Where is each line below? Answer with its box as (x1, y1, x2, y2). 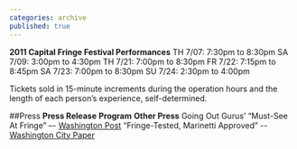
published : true (9, 22, 70, 31)
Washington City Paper (9, 129, 95, 140)
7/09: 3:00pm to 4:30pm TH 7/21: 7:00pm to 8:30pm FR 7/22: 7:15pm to (9, 56, 277, 67)
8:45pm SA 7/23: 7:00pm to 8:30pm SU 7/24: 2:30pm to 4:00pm (9, 65, 250, 77)
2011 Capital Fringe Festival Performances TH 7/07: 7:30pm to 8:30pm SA (9, 46, 289, 57)
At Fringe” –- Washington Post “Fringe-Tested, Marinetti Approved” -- (9, 119, 268, 131)
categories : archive (9, 13, 88, 23)
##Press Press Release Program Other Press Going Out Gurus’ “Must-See (9, 110, 289, 121)
